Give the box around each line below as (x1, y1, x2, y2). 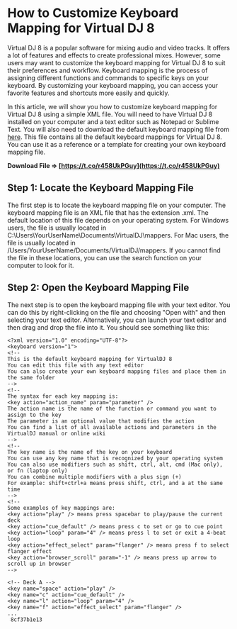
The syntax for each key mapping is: (7, 392, 119, 400)
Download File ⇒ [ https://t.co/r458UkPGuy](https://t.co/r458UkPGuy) (7, 161, 221, 169)
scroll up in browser (7, 560, 71, 567)
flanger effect (7, 547, 52, 555)
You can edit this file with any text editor (7, 362, 144, 369)
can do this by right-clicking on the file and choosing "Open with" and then (7, 308, 226, 316)
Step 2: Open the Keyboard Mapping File (7, 282, 190, 294)
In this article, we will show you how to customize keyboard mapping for (7, 102, 218, 111)
